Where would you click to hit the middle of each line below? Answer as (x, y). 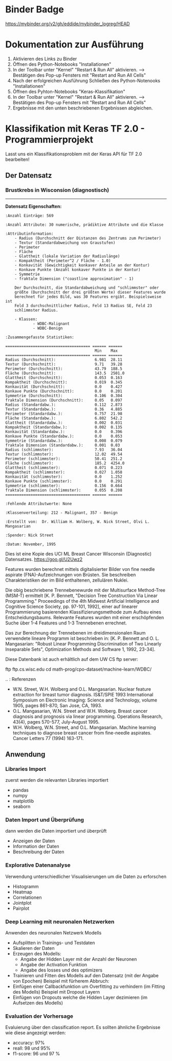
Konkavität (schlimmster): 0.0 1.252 (64, 477)
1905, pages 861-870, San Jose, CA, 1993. (57, 705)
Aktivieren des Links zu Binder (45, 59)
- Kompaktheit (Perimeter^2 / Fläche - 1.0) (63, 261)
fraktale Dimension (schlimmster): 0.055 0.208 (64, 490)
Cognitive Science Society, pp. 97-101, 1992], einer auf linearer (72, 606)
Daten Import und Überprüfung (45, 820)
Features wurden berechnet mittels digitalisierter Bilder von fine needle (80, 569)
